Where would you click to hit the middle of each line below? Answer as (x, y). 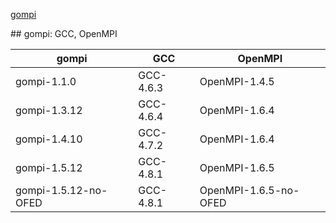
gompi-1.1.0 (46, 81)
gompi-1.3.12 (49, 110)
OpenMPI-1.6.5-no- (249, 190)
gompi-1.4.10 (49, 139)
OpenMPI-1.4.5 (237, 81)
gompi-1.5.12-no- (61, 190)
